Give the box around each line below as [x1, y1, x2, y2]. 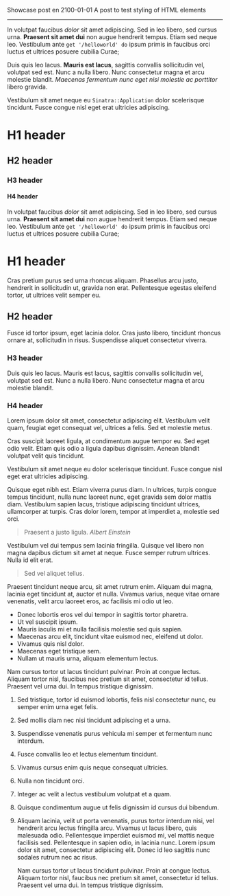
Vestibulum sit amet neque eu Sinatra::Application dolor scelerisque [7, 96, 205, 104]
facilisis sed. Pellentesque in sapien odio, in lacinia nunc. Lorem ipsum [16, 838, 216, 847]
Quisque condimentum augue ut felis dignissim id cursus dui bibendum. [16, 803, 220, 811]
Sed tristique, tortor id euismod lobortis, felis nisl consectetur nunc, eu [16, 695, 216, 704]
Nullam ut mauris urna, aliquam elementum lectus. [16, 654, 159, 662]
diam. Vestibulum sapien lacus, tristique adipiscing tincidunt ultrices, [7, 500, 201, 508]
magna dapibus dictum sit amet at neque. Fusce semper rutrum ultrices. [7, 549, 211, 557]
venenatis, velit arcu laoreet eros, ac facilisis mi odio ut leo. [7, 597, 174, 605]
